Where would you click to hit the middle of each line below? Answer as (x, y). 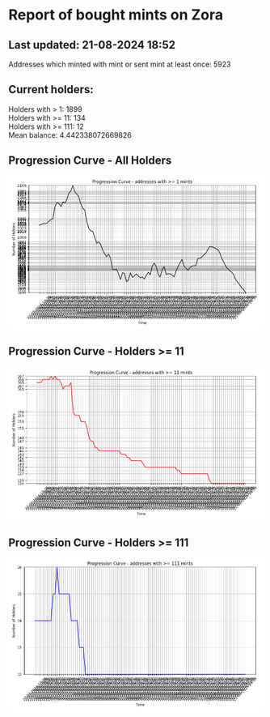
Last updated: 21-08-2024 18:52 (92, 45)
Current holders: (51, 90)
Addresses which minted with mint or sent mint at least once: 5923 (120, 64)
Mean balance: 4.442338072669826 (70, 134)
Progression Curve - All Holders (90, 161)
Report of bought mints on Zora (116, 15)
